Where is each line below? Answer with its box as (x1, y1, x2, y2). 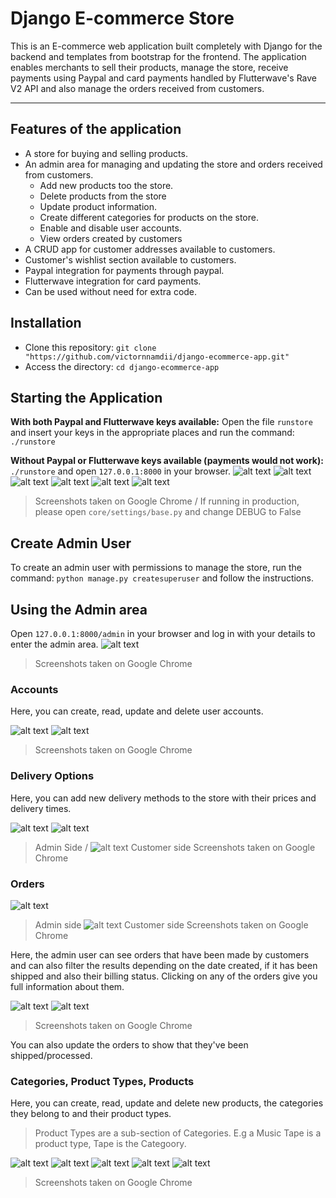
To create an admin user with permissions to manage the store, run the (10, 562, 302, 574)
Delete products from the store (39, 190, 167, 202)
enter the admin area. (10, 638, 99, 650)
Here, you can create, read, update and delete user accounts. (10, 705, 264, 717)
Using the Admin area (10, 601, 148, 618)
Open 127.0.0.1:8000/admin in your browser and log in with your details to (10, 628, 316, 639)
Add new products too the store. (39, 179, 174, 191)
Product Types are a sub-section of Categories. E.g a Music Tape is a (34, 1127, 322, 1139)
